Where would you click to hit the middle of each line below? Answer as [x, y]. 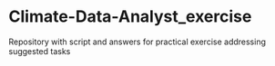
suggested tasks [40, 51]
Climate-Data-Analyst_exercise [130, 17]
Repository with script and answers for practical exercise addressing [137, 42]
